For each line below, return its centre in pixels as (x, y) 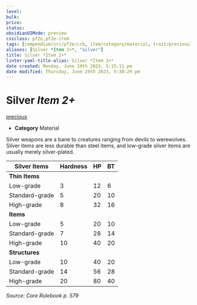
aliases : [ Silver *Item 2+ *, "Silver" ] (55, 50)
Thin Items (24, 177)
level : (14, 11)
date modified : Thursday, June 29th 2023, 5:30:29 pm (73, 72)
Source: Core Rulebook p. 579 (43, 296)
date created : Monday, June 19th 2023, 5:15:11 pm (69, 66)
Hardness (74, 167)
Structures (24, 253)
